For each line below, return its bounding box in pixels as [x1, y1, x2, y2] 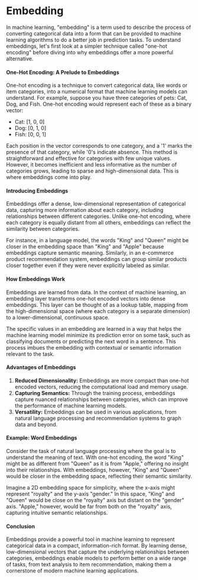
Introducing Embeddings [6, 187, 69, 194]
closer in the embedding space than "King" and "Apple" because [6, 243, 164, 250]
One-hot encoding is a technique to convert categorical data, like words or [6, 82, 188, 89]
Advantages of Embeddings [6, 364, 76, 371]
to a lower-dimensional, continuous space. [6, 314, 110, 321]
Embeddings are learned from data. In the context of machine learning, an [6, 288, 186, 296]
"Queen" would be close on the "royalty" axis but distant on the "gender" [6, 496, 184, 503]
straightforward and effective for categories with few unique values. [6, 155, 171, 162]
